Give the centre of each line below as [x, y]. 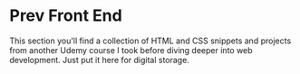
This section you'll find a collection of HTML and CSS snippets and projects [150, 41]
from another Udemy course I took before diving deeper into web [131, 50]
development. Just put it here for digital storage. [100, 60]
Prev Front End [66, 16]
